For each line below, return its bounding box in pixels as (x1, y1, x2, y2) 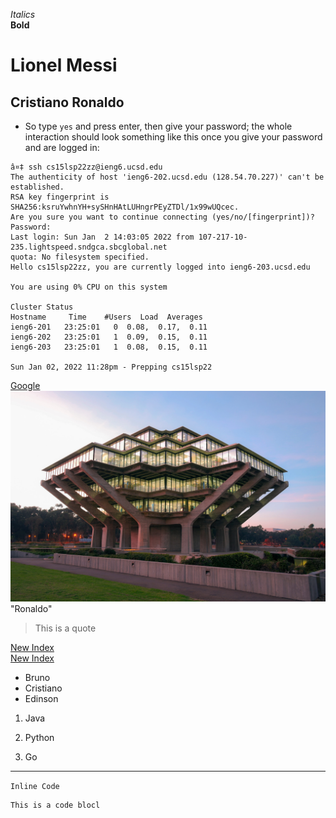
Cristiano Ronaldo (10, 94, 125, 111)
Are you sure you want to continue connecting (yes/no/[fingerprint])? (10, 212, 315, 222)
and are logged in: (24, 142, 100, 153)
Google (10, 380, 41, 391)
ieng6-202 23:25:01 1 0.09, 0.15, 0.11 (10, 332, 208, 342)
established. (10, 182, 65, 192)
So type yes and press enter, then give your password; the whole (24, 120, 293, 132)
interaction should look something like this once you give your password (24, 131, 323, 143)
